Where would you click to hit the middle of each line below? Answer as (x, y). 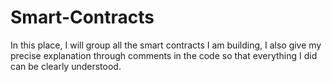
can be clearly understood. (66, 66)
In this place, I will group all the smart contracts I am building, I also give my (166, 45)
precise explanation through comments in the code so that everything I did (164, 55)
